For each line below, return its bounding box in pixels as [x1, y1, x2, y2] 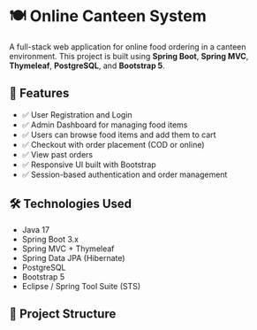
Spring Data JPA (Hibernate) [21, 252, 125, 263]
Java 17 [21, 224, 50, 234]
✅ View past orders [21, 149, 94, 159]
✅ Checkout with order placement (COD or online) [21, 139, 205, 150]
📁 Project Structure [9, 306, 117, 321]
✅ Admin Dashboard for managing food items [21, 119, 188, 130]
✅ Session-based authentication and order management [21, 169, 228, 180]
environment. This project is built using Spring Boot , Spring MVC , [9, 50, 249, 61]
